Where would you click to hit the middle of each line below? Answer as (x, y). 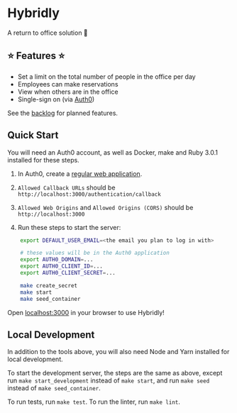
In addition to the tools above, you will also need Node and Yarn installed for (118, 352)
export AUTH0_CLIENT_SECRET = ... (68, 273)
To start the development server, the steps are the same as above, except (115, 373)
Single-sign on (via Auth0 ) (56, 99)
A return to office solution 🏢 (48, 33)
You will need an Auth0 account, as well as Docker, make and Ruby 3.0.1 (113, 152)
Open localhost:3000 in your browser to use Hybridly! (86, 312)
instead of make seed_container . (54, 388)
